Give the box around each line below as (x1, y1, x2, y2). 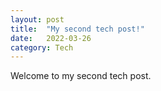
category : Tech (10, 42, 74, 53)
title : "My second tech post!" (10, 24, 145, 34)
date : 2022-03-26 (10, 33, 92, 43)
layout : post (10, 14, 65, 25)
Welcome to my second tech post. (10, 70, 152, 82)
